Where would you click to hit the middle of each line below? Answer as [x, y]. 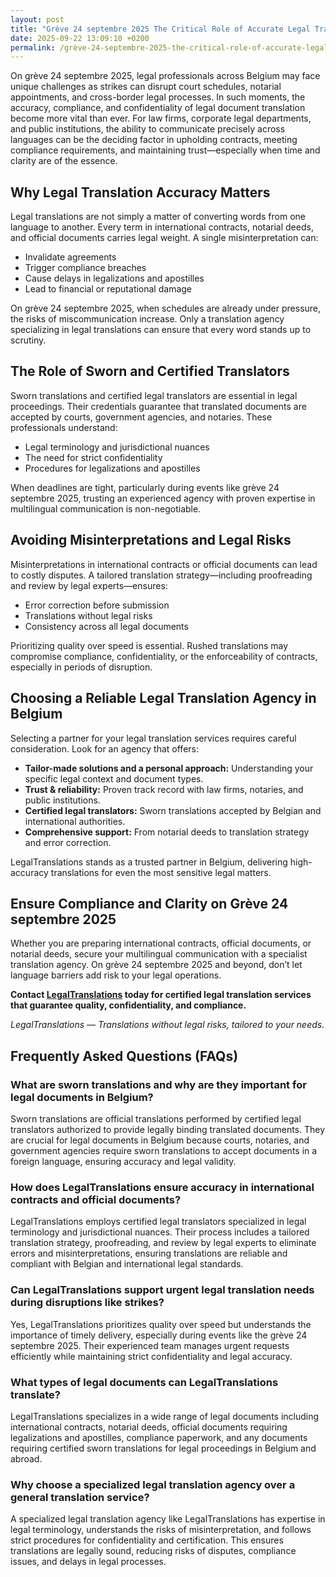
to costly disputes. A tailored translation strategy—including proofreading [161, 575]
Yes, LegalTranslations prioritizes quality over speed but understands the [161, 1324]
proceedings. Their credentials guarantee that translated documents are [158, 406]
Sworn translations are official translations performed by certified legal [156, 1119]
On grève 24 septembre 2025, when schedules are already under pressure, [166, 308]
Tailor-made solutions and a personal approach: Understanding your [169, 768]
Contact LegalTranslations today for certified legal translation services [161, 995]
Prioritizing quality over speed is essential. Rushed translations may [149, 645]
